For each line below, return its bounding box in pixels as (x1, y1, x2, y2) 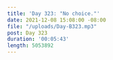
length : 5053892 (7, 42, 54, 49)
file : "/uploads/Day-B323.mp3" (7, 23, 97, 30)
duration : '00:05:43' (7, 36, 70, 43)
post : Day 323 (7, 29, 48, 37)
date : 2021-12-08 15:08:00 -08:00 (7, 17, 107, 23)
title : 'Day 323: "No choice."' (7, 10, 100, 17)
